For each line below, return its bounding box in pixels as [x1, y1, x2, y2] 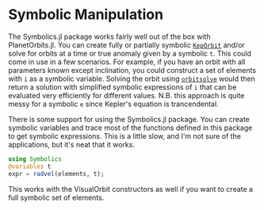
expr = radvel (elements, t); [8, 170, 105, 178]
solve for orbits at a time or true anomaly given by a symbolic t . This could [8, 48, 252, 58]
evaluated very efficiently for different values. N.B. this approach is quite [8, 90, 245, 100]
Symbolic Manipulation [8, 6, 164, 24]
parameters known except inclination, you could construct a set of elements [8, 65, 256, 74]
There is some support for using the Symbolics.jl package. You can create [8, 114, 250, 124]
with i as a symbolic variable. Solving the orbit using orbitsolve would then [8, 74, 256, 83]
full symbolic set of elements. [8, 193, 105, 202]
